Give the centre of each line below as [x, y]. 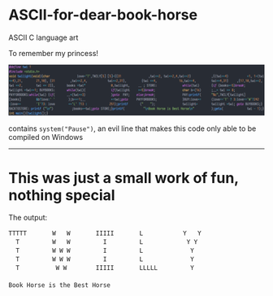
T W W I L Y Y [107, 242]
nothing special [62, 195]
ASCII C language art [43, 37]
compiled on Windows [46, 137]
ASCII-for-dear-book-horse [103, 15]
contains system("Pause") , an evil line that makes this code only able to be [132, 128]
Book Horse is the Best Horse [60, 285]
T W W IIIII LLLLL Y [105, 268]
